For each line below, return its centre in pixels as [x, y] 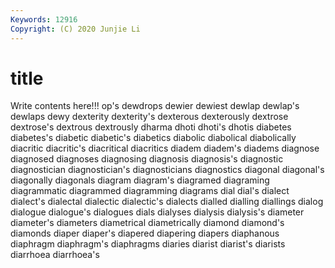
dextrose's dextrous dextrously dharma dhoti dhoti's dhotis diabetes [151, 127]
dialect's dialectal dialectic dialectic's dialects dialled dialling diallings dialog [167, 202]
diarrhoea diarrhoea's [55, 255]
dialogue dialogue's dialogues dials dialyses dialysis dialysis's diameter [157, 212]
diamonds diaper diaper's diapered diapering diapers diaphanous [145, 233]
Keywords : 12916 [44, 19]
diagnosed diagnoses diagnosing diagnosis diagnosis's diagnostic [147, 159]
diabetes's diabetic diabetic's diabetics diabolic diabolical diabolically [153, 138]
